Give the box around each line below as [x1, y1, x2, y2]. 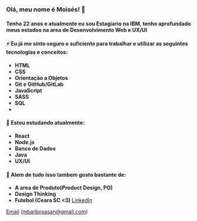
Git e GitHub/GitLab [14, 80, 64, 87]
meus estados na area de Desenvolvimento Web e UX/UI [6, 26, 147, 33]
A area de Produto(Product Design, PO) [14, 184, 113, 191]
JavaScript [14, 87, 42, 94]
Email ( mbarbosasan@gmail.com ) [6, 208, 88, 215]
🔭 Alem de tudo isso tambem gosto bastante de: [6, 171, 126, 178]
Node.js [14, 138, 35, 145]
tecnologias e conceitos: [6, 48, 68, 56]
